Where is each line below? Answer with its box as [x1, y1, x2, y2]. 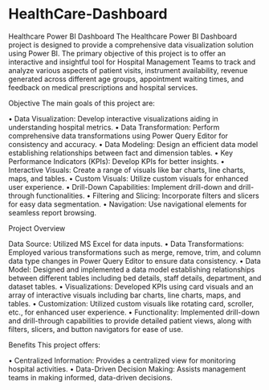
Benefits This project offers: [8, 339, 100, 350]
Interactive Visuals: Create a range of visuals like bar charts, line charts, [8, 165, 246, 174]
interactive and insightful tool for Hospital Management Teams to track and [8, 57, 256, 67]
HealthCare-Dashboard [8, 5, 168, 23]
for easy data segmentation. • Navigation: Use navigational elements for [8, 199, 247, 209]
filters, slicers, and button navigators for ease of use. [8, 324, 183, 334]
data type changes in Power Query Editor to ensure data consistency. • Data [8, 256, 261, 265]
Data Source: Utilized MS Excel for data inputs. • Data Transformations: [8, 239, 245, 248]
